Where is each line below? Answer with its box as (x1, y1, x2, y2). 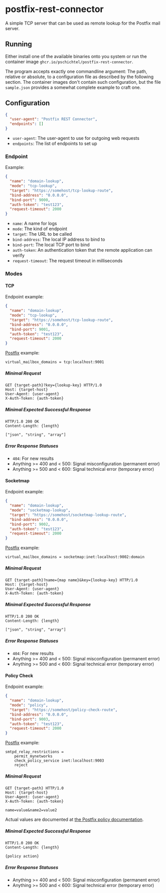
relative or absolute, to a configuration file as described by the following (5, 74, 154, 80)
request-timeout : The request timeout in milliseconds (12, 258, 123, 264)
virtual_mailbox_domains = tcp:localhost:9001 (5, 360, 104, 365)
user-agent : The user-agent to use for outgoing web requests (12, 135, 139, 141)
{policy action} (5, 854, 39, 859)
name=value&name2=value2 (5, 808, 57, 813)
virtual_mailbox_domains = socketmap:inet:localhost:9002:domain (5, 555, 144, 560)
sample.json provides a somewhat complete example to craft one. (5, 84, 141, 90)
